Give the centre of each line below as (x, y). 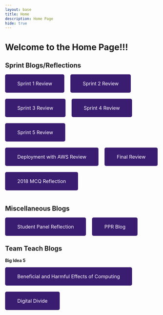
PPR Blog (115, 227)
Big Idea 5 (15, 260)
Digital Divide (32, 301)
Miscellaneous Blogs (37, 208)
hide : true (16, 23)
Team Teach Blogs (34, 249)
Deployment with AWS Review (52, 157)
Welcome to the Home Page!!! (67, 47)
